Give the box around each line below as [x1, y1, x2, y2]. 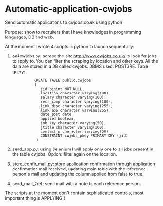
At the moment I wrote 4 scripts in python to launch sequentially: [5, 43, 135, 49]
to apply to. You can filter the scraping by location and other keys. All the [12, 58, 158, 64]
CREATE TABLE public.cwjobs [34, 78, 91, 83]
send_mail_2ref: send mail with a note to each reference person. [12, 180, 141, 186]
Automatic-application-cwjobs [5, 3, 132, 15]
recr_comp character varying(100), [40, 99, 113, 104]
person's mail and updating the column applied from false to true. [12, 171, 144, 177]
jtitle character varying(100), [40, 125, 106, 130]
